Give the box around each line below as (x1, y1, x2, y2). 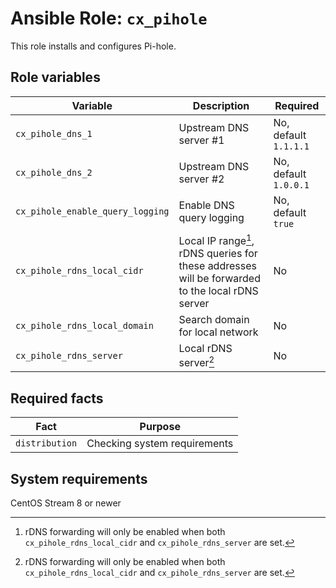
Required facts (10, 390, 104, 407)
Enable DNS (178, 198, 235, 212)
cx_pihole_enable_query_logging (15, 205, 170, 217)
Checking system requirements (86, 437, 234, 451)
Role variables (10, 69, 101, 86)
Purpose (139, 420, 181, 434)
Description (192, 98, 250, 112)
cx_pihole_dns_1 (15, 128, 93, 139)
